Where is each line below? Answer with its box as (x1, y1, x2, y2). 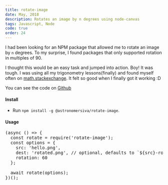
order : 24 (5, 30, 26, 35)
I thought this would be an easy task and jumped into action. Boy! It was (5, 64, 153, 70)
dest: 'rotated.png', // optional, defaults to (15, 150, 135, 155)
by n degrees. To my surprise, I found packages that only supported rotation (5, 49, 162, 55)
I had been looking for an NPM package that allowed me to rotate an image (5, 44, 159, 50)
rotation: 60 (15, 155, 47, 160)
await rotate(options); (10, 170, 69, 175)
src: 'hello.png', (15, 145, 61, 150)
